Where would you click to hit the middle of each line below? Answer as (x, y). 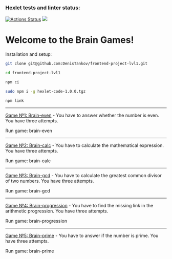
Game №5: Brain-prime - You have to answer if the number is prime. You (82, 235)
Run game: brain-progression (36, 221)
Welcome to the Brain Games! (70, 40)
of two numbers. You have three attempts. (50, 181)
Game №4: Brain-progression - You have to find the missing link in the (79, 205)
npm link (15, 101)
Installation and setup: (29, 54)
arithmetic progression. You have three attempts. (57, 211)
